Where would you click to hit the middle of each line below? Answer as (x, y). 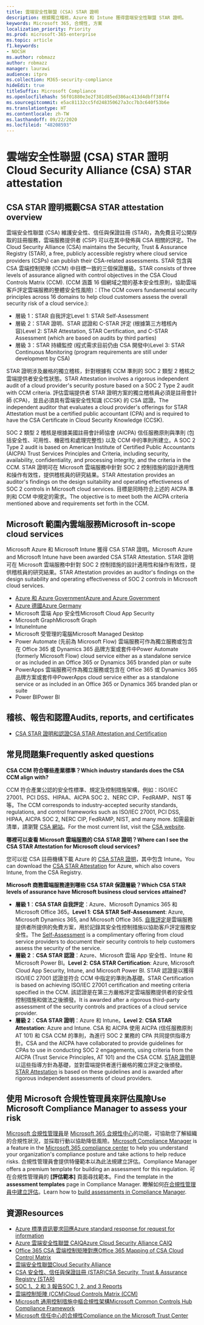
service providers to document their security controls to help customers (105, 942)
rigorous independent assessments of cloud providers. (84, 1078)
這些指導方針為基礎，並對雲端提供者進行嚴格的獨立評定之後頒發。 (103, 1065)
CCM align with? (28, 777)
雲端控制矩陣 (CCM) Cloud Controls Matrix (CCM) (76, 1294)
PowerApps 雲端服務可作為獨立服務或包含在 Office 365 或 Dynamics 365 (106, 669)
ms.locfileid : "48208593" (39, 125)
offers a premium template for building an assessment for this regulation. (97, 1169)
